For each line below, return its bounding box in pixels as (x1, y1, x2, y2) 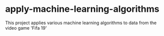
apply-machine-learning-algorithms (5, 3, 159, 15)
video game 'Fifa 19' (5, 25, 47, 31)
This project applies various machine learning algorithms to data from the (5, 20, 157, 26)
